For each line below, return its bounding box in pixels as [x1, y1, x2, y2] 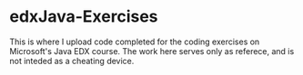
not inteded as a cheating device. [9, 55, 135, 66]
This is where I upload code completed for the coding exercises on [9, 36, 260, 47]
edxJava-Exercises [9, 6, 158, 27]
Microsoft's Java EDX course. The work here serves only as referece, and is [9, 45, 295, 56]
